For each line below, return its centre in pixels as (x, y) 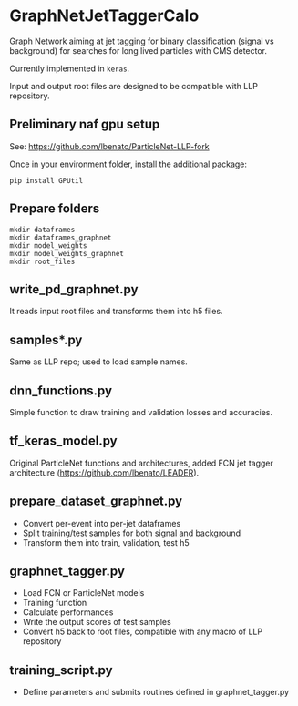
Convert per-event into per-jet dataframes (102, 523)
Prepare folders (55, 209)
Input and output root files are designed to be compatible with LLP (134, 86)
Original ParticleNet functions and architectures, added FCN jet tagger (141, 463)
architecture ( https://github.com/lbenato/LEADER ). (104, 472)
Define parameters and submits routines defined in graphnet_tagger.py (156, 692)
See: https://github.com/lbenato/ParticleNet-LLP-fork (109, 146)
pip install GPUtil (46, 180)
